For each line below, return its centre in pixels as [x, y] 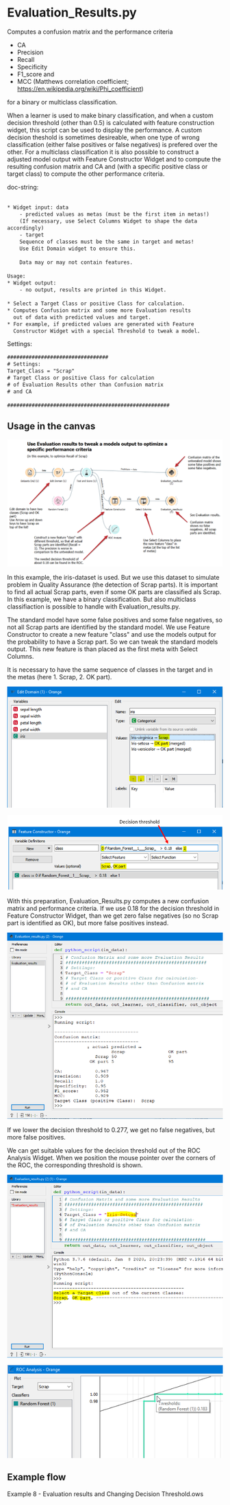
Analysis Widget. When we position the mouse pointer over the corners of [111, 1158]
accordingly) [26, 228]
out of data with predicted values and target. [82, 317]
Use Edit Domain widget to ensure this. [78, 249]
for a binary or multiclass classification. [62, 102]
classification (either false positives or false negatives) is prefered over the [112, 144]
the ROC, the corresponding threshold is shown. [75, 1165]
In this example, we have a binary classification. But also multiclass [102, 599]
